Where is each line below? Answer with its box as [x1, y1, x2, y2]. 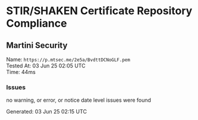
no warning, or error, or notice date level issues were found [6, 96, 152, 104]
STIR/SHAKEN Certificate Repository [6, 4, 193, 18]
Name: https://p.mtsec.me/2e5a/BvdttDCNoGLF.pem [6, 56, 131, 63]
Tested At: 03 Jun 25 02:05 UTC [6, 62, 86, 69]
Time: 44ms [6, 69, 36, 75]
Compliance [6, 17, 67, 30]
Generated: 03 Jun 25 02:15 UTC [6, 108, 87, 115]
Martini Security [6, 40, 68, 50]
